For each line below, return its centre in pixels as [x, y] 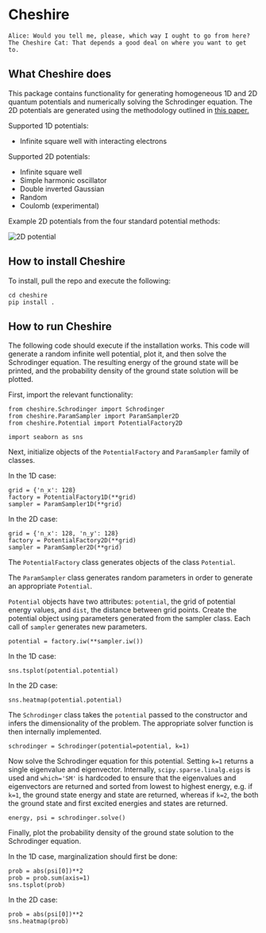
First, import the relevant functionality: [71, 395]
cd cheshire [28, 295]
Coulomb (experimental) [59, 205]
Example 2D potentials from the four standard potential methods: [114, 221]
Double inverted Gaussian [62, 189]
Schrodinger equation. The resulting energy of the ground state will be [123, 363]
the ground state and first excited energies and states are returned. [118, 803]
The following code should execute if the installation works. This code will [129, 346]
